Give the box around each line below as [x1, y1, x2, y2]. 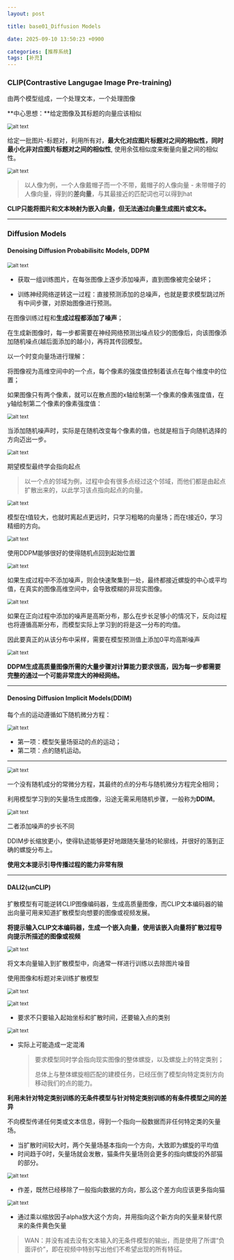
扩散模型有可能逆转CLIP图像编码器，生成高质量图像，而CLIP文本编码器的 [7, 899, 217, 908]
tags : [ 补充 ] [7, 55, 43, 62]
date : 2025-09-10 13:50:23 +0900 [7, 36, 104, 43]
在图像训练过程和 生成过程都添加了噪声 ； [7, 313, 123, 322]
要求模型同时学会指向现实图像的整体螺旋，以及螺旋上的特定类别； [34, 1055, 224, 1064]
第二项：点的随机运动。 [17, 746, 85, 754]
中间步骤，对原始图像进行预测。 [23, 299, 116, 307]
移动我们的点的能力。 [34, 1078, 96, 1087]
